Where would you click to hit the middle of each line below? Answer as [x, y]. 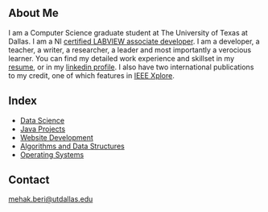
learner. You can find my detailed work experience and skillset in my [122, 58]
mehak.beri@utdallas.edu [51, 199]
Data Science [42, 120]
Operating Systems [52, 154]
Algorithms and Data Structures [72, 146]
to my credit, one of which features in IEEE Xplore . [91, 75]
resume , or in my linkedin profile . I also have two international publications [131, 67]
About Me [33, 13]
